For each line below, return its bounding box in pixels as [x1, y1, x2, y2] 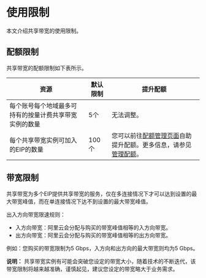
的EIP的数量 [9, 145, 44, 153]
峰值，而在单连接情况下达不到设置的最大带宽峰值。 [22, 198, 151, 205]
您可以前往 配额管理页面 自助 [111, 131, 192, 140]
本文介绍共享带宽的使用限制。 [6, 27, 82, 34]
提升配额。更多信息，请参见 [111, 141, 192, 149]
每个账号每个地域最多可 [9, 101, 78, 110]
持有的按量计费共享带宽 [9, 110, 78, 119]
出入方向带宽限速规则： [6, 210, 66, 218]
